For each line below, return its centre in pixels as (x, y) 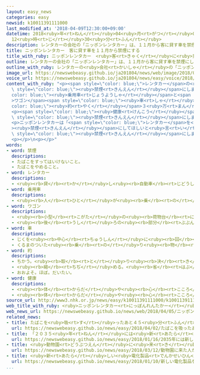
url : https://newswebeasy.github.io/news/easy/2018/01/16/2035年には (98, 339)
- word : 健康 (21, 278)
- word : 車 (19, 228)
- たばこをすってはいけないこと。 (47, 162)
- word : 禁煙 (21, 150)
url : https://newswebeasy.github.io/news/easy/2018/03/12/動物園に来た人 (102, 351)
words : (14, 145)
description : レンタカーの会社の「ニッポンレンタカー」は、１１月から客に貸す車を (97, 45)
